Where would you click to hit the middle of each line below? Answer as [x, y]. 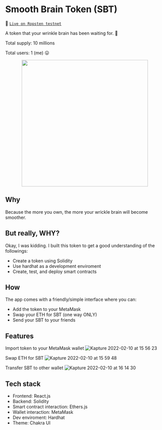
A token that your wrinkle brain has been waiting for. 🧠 [62, 33]
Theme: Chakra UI [31, 423]
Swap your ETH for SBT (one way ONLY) [55, 315]
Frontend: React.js [32, 396]
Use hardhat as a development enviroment [57, 266]
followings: [17, 251]
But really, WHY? [32, 233]
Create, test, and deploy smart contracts [55, 271]
